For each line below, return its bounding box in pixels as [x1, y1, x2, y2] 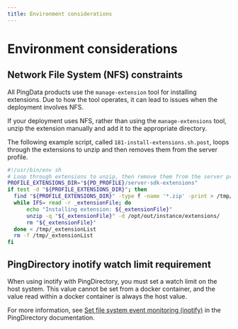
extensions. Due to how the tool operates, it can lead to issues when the [7, 95, 218, 103]
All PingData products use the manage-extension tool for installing [7, 88, 197, 96]
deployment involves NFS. [7, 103, 84, 111]
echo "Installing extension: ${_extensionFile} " [25, 206, 173, 213]
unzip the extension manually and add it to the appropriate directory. [7, 124, 208, 132]
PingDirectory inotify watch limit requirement [7, 258, 211, 270]
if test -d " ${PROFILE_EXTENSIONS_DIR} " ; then [7, 186, 147, 193]
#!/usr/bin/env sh [7, 166, 62, 173]
